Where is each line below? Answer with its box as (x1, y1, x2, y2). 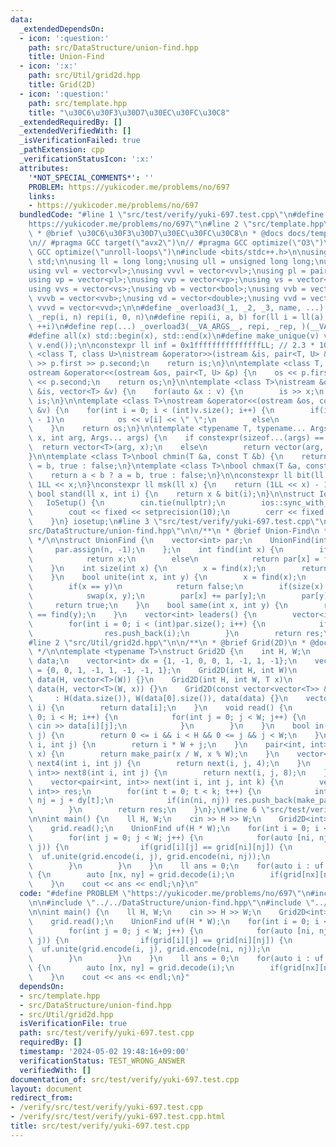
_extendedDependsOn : (19, 24, 105, 34)
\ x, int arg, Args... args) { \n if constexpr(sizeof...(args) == (28, 433, 325, 443)
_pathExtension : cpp (19, 145, 105, 155)
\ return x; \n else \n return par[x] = (28, 554, 320, 564)
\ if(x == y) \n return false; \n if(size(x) (28, 582, 325, 592)
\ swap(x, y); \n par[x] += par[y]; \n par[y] (28, 591, 329, 601)
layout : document (10, 1084, 83, 1094)
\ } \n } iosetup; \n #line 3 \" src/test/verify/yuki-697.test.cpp (28, 517, 311, 527)
